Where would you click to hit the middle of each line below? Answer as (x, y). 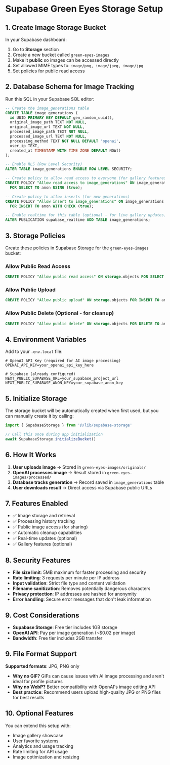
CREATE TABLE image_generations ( (42, 113)
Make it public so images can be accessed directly (66, 60)
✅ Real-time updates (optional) (45, 538)
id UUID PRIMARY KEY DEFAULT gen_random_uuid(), (62, 118)
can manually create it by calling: (40, 416)
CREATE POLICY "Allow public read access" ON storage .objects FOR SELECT (85, 277)
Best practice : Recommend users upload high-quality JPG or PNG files (87, 692)
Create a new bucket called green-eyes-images (61, 55)
